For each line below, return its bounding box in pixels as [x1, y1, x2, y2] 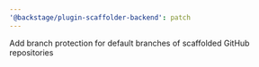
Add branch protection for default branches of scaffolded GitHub [9, 38, 250, 48]
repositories [9, 46, 54, 58]
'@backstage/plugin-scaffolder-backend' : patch [9, 13, 192, 22]
